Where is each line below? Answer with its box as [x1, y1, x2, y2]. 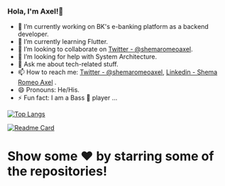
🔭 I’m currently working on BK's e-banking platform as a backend [17, 23, 209, 31]
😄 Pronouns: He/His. [17, 86, 80, 94]
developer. [17, 30, 49, 38]
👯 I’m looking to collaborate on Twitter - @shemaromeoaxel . [17, 45, 193, 54]
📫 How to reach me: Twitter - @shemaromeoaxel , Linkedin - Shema [17, 68, 218, 76]
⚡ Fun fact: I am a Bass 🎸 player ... [17, 93, 118, 102]
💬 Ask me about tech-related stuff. [17, 60, 119, 69]
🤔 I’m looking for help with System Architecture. [17, 52, 158, 61]
